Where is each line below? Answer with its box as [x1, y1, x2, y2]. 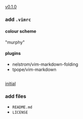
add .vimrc [5, 16, 31, 23]
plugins [5, 50, 21, 56]
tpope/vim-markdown [12, 66, 56, 72]
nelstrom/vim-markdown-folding [12, 61, 79, 67]
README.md [12, 105, 33, 110]
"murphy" [5, 39, 25, 45]
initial [5, 81, 16, 87]
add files [5, 93, 27, 100]
